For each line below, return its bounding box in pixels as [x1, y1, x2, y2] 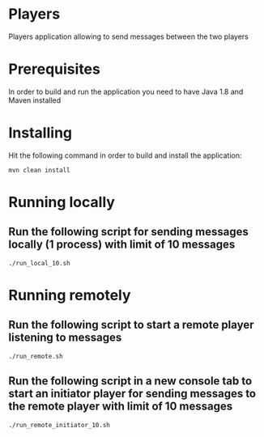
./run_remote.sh [8, 352, 63, 360]
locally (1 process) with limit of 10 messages [8, 238, 236, 252]
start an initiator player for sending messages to [8, 387, 257, 401]
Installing [8, 124, 73, 142]
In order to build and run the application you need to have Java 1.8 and [8, 87, 244, 96]
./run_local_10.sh [8, 259, 70, 267]
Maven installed [8, 95, 62, 105]
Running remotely [8, 286, 131, 304]
